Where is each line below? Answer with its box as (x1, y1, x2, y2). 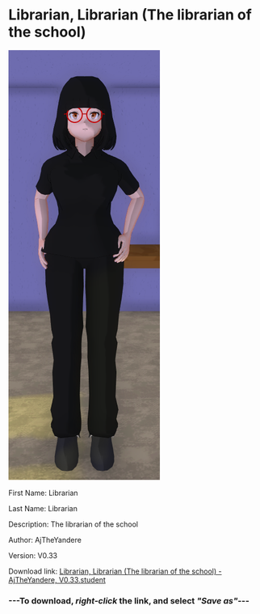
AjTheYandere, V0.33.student (8, 574, 107, 584)
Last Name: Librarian (8, 503, 78, 513)
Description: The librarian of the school (8, 519, 139, 529)
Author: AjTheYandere (8, 535, 82, 544)
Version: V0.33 (8, 550, 58, 560)
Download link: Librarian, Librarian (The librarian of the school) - (8, 566, 222, 576)
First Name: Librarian (8, 488, 78, 498)
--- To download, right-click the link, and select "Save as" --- (8, 595, 250, 606)
